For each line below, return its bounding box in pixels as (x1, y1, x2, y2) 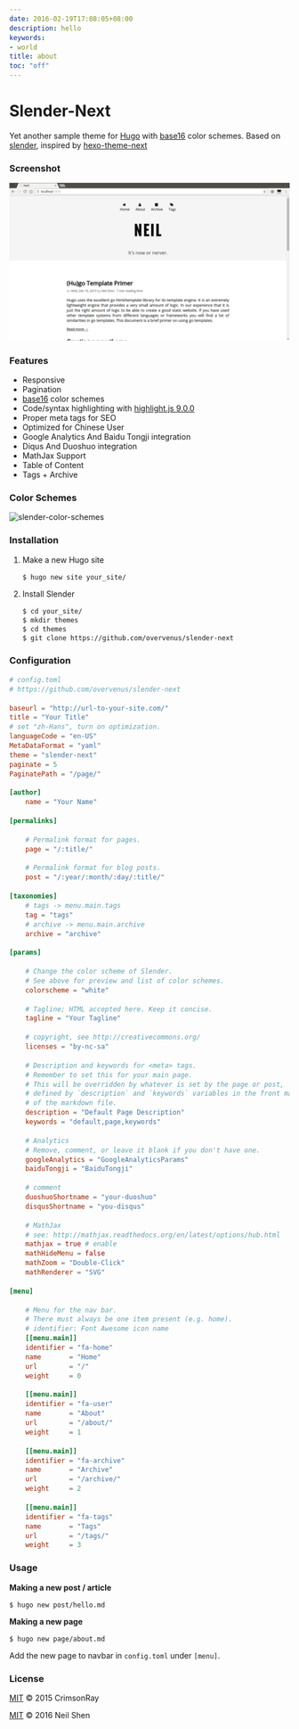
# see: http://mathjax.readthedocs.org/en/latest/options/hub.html (25, 1231, 280, 1239)
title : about (9, 52, 58, 62)
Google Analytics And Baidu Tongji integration (21, 432, 191, 442)
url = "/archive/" (25, 1475, 122, 1484)
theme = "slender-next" (9, 750, 98, 760)
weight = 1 (25, 1428, 82, 1437)
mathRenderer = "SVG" (25, 1268, 105, 1277)
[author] (9, 788, 42, 797)
